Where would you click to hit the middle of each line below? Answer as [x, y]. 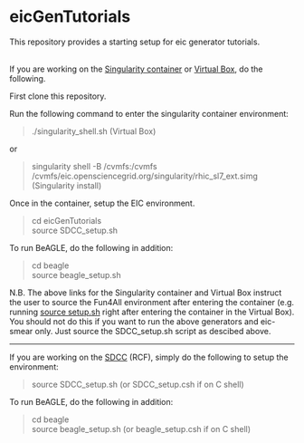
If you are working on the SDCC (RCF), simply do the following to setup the [149, 357]
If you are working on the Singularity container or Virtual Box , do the [137, 69]
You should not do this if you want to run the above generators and [134, 321]
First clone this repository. [58, 96]
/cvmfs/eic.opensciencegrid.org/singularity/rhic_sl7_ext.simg [144, 176]
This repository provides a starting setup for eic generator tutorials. [135, 42]
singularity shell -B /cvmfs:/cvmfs [94, 166]
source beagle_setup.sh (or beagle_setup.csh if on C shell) [141, 429]
